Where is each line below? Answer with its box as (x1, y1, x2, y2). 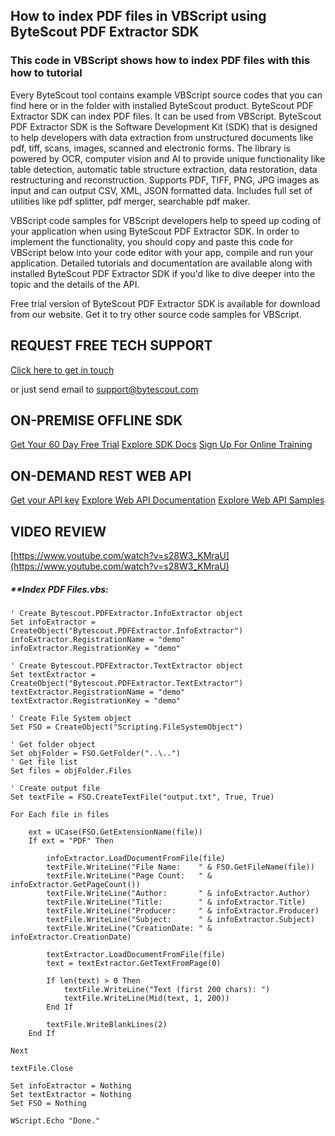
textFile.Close (10, 1063, 74, 1073)
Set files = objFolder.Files (10, 765, 132, 776)
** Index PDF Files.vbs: (10, 583, 109, 595)
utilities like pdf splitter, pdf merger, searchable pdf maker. (10, 195, 251, 207)
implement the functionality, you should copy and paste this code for (10, 235, 294, 248)
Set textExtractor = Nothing (10, 1089, 132, 1099)
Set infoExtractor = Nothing (10, 1080, 132, 1091)
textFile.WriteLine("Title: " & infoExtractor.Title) (46, 897, 307, 907)
